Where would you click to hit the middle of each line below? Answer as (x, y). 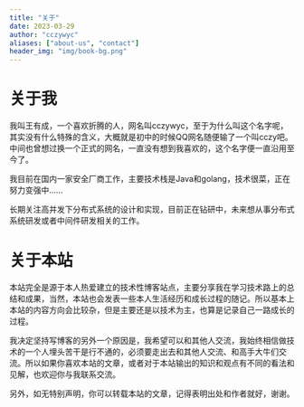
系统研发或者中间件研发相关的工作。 (77, 221)
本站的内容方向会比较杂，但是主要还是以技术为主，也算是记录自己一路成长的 (152, 310)
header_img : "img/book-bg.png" (68, 52)
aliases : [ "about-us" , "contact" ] (75, 43)
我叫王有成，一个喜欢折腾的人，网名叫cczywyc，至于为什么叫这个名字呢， (149, 126)
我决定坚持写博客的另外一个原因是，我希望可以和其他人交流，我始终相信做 (148, 341)
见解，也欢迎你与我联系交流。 (65, 374)
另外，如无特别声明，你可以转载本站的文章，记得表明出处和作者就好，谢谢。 (152, 393)
